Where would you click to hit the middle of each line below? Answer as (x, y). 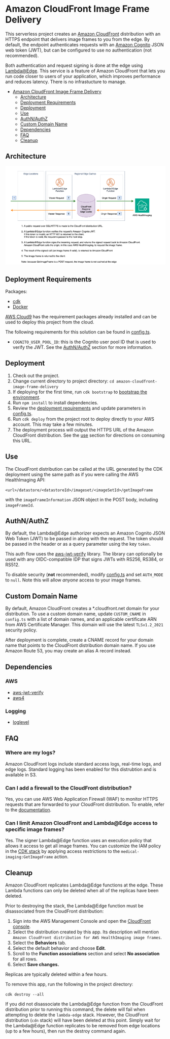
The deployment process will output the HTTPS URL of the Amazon (83, 429)
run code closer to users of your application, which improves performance (83, 76)
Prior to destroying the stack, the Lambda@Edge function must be (74, 906)
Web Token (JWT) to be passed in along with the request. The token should (84, 539)
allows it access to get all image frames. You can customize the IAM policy (83, 846)
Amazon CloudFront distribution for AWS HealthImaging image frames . (87, 937)
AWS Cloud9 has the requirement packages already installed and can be (81, 316)
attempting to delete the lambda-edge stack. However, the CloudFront (77, 1015)
